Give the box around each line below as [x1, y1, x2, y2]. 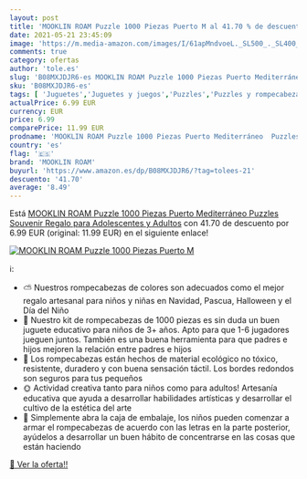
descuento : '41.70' [9, 174, 84, 183]
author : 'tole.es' [9, 65, 79, 74]
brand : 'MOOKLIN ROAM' [9, 157, 96, 167]
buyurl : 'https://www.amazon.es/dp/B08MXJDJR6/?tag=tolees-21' [9, 166, 256, 175]
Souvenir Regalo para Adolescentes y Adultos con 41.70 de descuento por [9, 218, 290, 229]
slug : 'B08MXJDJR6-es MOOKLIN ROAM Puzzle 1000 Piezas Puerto [9, 73, 251, 82]
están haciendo [22, 442, 81, 453]
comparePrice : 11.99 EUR [9, 124, 104, 133]
